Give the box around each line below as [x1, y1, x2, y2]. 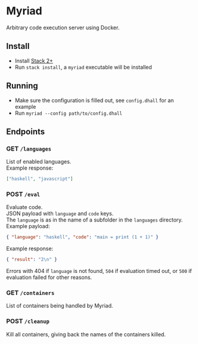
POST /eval [6, 190, 41, 198]
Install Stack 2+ [14, 57, 54, 64]
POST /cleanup [6, 317, 49, 325]
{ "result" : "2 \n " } [6, 257, 58, 263]
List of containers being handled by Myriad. [6, 302, 113, 309]
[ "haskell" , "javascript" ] [6, 176, 73, 182]
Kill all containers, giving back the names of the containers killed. [6, 330, 166, 338]
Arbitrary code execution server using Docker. [6, 24, 120, 31]
